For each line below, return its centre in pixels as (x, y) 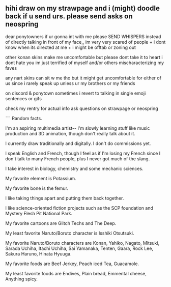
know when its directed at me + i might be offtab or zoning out (70, 47)
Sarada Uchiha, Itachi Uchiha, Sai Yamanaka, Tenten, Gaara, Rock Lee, (79, 248)
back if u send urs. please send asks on (69, 17)
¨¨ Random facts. (24, 118)
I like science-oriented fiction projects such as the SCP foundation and (79, 208)
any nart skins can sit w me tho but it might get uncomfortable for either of (83, 78)
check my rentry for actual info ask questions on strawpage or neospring (82, 108)
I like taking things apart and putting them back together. (65, 198)
